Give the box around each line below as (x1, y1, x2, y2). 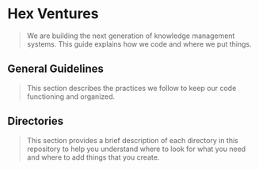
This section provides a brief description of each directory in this (26, 135, 238, 145)
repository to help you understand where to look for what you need (26, 144, 246, 153)
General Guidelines (7, 62, 104, 76)
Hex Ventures (7, 5, 99, 23)
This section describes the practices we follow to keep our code (26, 83, 237, 93)
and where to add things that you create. (26, 152, 160, 162)
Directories (7, 115, 64, 128)
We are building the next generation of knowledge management (26, 31, 235, 40)
